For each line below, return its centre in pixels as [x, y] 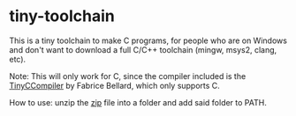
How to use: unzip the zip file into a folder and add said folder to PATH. [138, 102]
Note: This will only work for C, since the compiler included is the [128, 76]
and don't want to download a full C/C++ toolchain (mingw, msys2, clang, [143, 49]
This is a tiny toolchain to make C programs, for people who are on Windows [148, 40]
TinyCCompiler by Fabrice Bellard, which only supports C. [115, 85]
